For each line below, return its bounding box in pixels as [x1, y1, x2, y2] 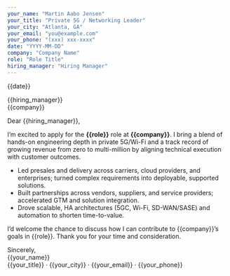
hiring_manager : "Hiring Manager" [7, 63, 109, 70]
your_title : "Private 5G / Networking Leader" [7, 17, 146, 24]
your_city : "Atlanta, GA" [7, 23, 83, 30]
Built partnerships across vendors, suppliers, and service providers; [17, 188, 214, 197]
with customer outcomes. [7, 152, 81, 161]
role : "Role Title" [7, 56, 65, 63]
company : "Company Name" [7, 50, 80, 57]
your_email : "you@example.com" [7, 29, 99, 37]
